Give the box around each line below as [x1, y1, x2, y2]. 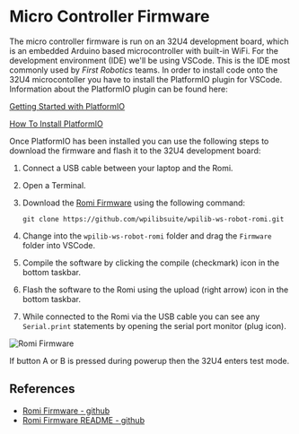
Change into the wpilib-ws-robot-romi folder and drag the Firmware [22, 230, 272, 241]
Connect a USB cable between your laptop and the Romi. [22, 162, 233, 173]
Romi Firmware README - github [22, 414, 145, 425]
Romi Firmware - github [22, 405, 110, 416]
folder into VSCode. [22, 239, 96, 250]
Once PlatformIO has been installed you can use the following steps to [9, 135, 269, 146]
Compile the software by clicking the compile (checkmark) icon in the [22, 257, 280, 268]
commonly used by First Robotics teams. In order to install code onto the [9, 65, 278, 75]
